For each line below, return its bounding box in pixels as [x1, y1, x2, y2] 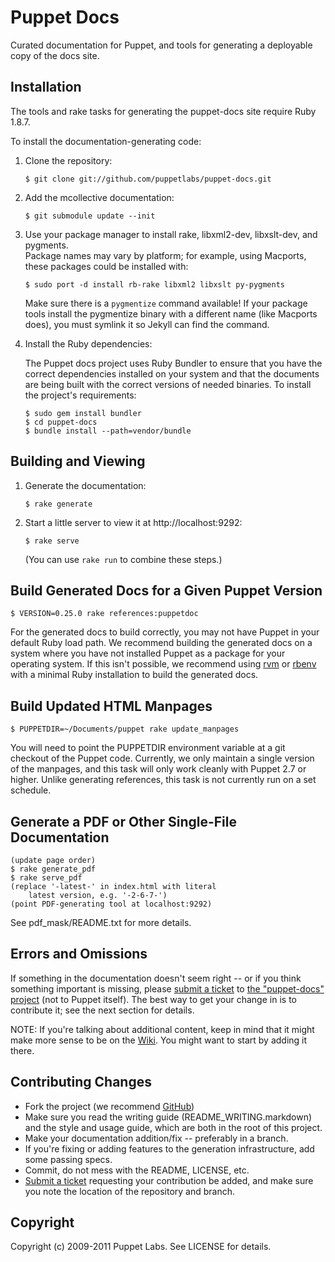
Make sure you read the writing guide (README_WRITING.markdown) [24, 1111, 313, 1123]
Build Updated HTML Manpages [10, 697, 213, 715]
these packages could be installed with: [24, 260, 189, 272]
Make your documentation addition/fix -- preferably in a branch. [24, 1132, 289, 1144]
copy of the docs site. [10, 49, 100, 61]
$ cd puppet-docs [24, 417, 98, 427]
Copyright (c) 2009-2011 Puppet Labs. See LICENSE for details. [10, 1241, 272, 1253]
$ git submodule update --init [24, 211, 156, 221]
